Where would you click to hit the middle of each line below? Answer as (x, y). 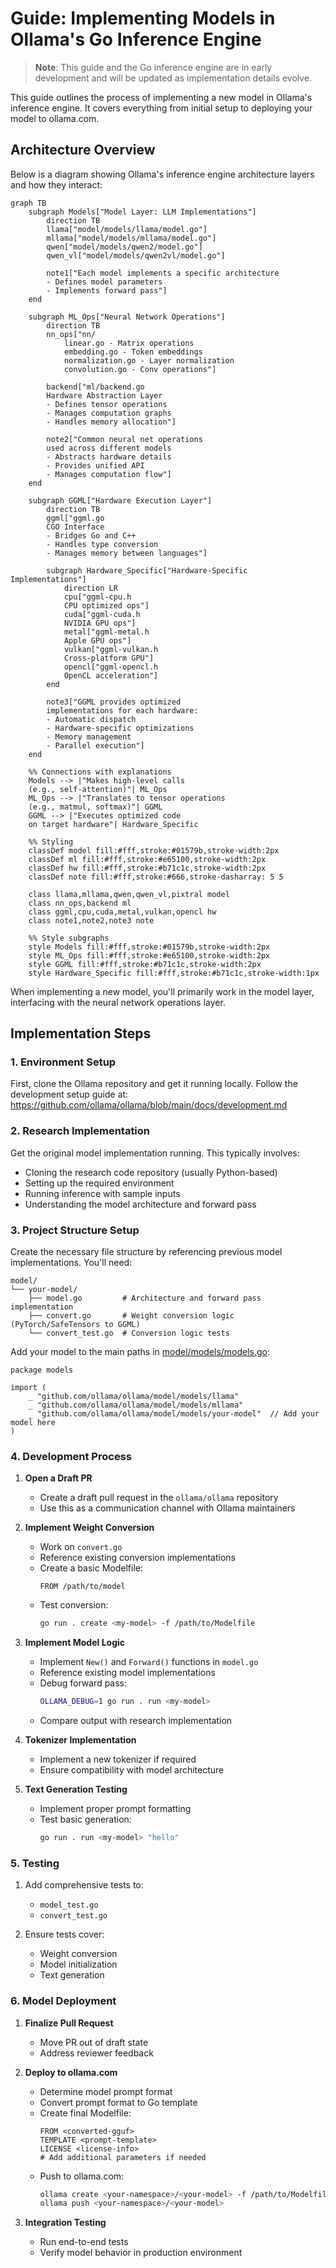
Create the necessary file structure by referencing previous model (146, 1252)
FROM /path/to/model (82, 1587)
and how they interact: (56, 184)
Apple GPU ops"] (97, 640)
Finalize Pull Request (69, 2023)
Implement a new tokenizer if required (118, 1759)
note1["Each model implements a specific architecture (163, 273)
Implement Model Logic (75, 1643)
